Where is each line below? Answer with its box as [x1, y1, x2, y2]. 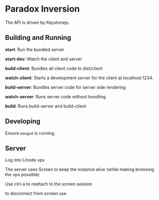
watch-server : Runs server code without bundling [5, 93, 106, 99]
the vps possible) [5, 172, 40, 178]
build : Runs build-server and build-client [5, 103, 87, 109]
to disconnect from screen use [5, 191, 67, 197]
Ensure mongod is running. [5, 130, 56, 136]
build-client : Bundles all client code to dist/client [5, 65, 103, 71]
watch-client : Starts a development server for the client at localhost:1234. [5, 74, 154, 81]
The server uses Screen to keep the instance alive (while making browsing [5, 166, 154, 172]
